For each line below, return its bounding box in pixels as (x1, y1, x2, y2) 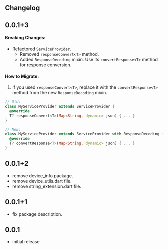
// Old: (5, 99, 21, 104)
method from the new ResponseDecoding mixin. (12, 90, 107, 96)
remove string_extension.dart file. (12, 183, 81, 189)
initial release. (12, 239, 41, 245)
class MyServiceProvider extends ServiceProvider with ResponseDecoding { (5, 132, 164, 137)
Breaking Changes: (5, 35, 46, 41)
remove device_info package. (12, 172, 73, 179)
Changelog (5, 4, 40, 12)
